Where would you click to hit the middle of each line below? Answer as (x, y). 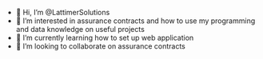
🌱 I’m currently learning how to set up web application (105, 37)
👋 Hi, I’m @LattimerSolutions (63, 12)
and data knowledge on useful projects (80, 29)
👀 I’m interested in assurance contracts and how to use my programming (135, 21)
